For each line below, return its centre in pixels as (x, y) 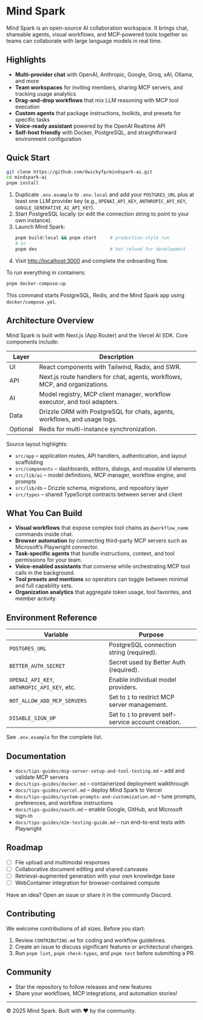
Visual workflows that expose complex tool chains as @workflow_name (101, 528)
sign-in (24, 815)
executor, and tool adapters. (79, 402)
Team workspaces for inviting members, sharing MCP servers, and (99, 87)
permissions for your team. (49, 560)
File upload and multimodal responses (63, 862)
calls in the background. (45, 573)
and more (27, 81)
